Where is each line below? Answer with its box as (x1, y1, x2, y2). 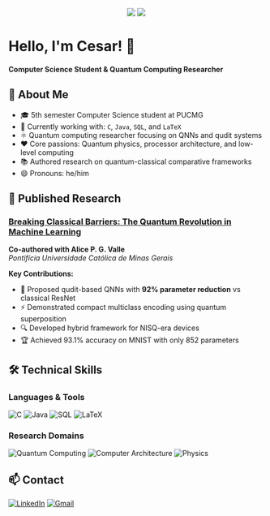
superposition (19, 314, 67, 324)
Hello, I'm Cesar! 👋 (8, 37, 135, 56)
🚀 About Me (8, 88, 69, 101)
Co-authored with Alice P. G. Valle (8, 244, 126, 255)
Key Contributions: (8, 269, 74, 279)
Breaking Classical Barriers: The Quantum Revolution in (8, 216, 232, 227)
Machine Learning (8, 226, 82, 237)
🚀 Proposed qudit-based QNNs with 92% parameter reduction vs (19, 285, 241, 295)
